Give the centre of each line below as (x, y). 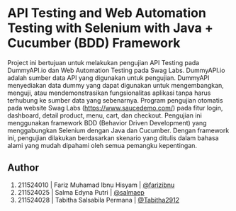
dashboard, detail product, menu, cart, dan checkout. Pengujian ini (105, 115)
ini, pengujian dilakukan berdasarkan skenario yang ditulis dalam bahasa (113, 138)
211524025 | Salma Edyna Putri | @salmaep (81, 192)
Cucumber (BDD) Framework (94, 43)
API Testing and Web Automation (107, 13)
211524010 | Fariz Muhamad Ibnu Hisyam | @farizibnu (96, 185)
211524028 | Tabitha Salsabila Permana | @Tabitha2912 (98, 200)
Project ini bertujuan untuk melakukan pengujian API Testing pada (103, 62)
